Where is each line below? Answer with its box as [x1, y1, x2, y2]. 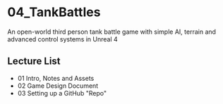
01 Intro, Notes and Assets [17, 74, 95, 82]
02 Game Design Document [17, 82, 99, 90]
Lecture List [7, 56, 61, 67]
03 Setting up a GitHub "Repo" [17, 89, 107, 97]
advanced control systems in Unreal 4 [7, 34, 118, 43]
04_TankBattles [7, 4, 101, 20]
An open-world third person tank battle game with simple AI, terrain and [7, 27, 217, 36]
